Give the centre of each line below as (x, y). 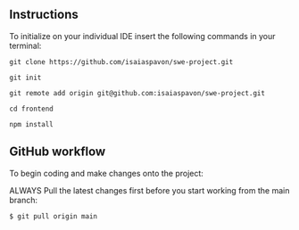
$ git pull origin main (54, 216)
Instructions (44, 15)
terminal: (25, 45)
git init (25, 78)
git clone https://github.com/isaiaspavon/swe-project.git (121, 62)
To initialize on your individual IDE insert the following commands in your (142, 36)
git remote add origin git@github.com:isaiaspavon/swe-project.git (137, 93)
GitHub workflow (58, 152)
